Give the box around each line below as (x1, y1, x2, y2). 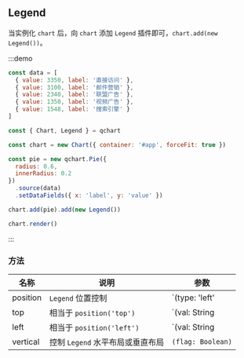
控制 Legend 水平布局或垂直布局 (49, 337, 165, 348)
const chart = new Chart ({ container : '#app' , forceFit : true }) (8, 141, 227, 148)
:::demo (8, 53, 33, 63)
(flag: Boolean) (171, 337, 233, 346)
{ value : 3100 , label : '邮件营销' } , (15, 83, 134, 91)
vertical (12, 336, 40, 347)
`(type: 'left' (171, 292, 215, 303)
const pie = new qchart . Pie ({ (8, 155, 107, 163)
